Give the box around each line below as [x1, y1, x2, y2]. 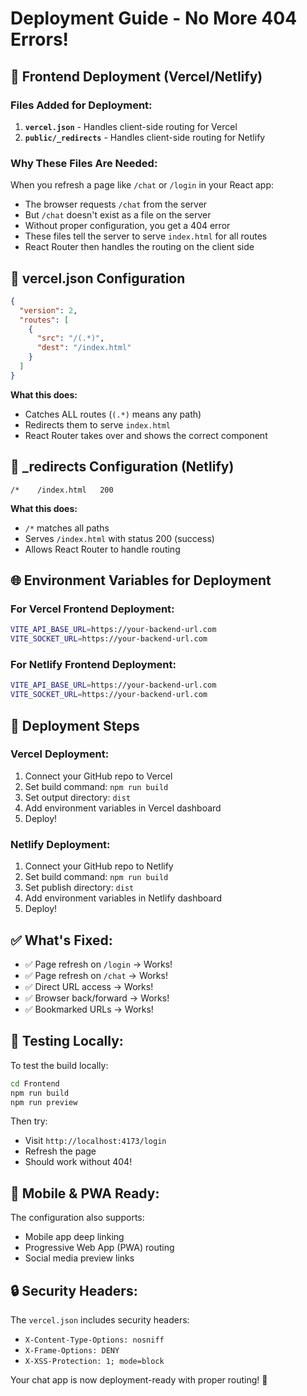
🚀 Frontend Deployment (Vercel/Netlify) [10, 68, 263, 85]
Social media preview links [24, 1252, 135, 1264]
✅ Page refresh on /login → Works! [24, 958, 173, 970]
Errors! [10, 28, 70, 51]
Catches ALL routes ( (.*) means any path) [24, 408, 202, 420]
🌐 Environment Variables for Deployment [10, 572, 272, 589]
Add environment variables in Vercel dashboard [24, 802, 222, 814]
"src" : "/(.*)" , [36, 333, 105, 344]
